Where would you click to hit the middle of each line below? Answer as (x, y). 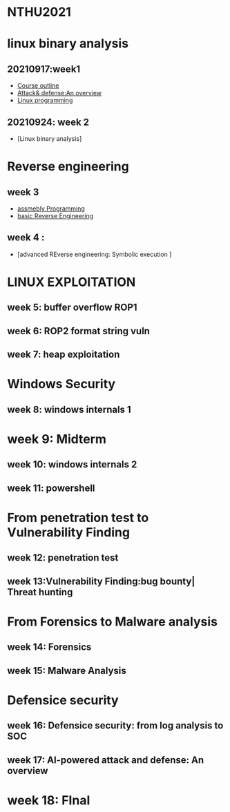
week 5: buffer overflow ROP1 (72, 308)
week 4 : (26, 238)
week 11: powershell (51, 488)
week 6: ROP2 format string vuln (79, 331)
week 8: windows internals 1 (69, 409)
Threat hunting (40, 592)
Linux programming (45, 100)
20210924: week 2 (48, 122)
